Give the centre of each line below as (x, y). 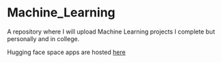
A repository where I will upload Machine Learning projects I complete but (111, 32)
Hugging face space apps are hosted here (67, 52)
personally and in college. (43, 38)
